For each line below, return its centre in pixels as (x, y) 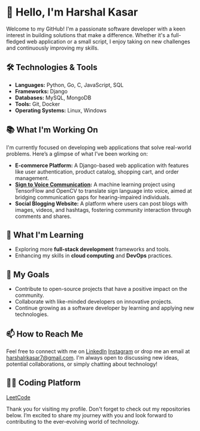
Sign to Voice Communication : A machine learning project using (95, 184)
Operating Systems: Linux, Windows (60, 110)
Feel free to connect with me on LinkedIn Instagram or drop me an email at (98, 351)
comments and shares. (43, 216)
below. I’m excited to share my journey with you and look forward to (90, 415)
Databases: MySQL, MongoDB (53, 98)
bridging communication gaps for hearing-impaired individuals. (93, 197)
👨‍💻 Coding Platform (43, 383)
